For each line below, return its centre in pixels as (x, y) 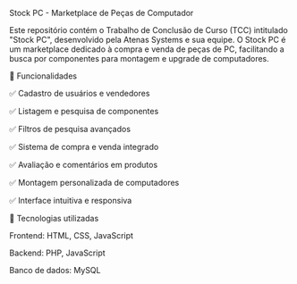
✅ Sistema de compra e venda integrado (84, 147)
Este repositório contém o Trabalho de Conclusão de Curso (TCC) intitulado (148, 30)
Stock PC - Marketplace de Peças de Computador (102, 13)
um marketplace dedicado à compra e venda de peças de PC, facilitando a (147, 49)
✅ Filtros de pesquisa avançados (70, 129)
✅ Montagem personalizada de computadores (94, 183)
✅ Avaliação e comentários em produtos (84, 165)
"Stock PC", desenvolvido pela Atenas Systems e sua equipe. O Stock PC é (148, 40)
